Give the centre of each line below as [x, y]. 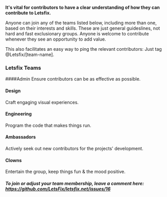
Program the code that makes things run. [48, 125]
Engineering [19, 114]
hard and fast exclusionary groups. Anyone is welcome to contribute [77, 34]
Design [13, 91]
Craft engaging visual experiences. [42, 102]
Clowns [14, 160]
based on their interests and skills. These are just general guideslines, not [83, 28]
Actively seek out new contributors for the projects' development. [74, 148]
